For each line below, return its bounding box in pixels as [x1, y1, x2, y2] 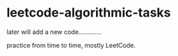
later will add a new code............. [6, 28, 102, 36]
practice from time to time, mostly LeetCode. [6, 41, 136, 49]
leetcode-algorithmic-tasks [6, 5, 171, 21]
